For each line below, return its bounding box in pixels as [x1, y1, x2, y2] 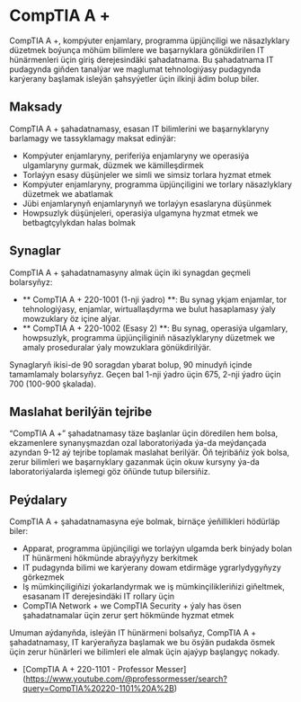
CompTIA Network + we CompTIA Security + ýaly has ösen [22, 600, 242, 611]
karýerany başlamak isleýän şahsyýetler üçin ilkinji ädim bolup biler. [9, 73, 260, 84]
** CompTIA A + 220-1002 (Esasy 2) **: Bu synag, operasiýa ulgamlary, [22, 323, 288, 333]
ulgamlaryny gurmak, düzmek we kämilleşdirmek [22, 159, 204, 171]
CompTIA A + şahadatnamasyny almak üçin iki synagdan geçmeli [9, 267, 252, 278]
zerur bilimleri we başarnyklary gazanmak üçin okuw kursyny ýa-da [9, 457, 261, 467]
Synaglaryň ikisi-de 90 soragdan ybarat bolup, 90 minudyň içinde [9, 359, 252, 369]
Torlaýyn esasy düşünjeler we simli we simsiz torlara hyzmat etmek [22, 169, 272, 180]
